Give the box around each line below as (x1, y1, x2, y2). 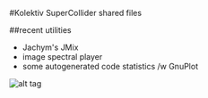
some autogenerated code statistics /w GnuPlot (22, 61, 199, 71)
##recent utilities (9, 25, 72, 35)
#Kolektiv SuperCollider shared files (9, 8, 142, 18)
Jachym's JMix (22, 42, 79, 53)
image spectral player (22, 52, 103, 61)
